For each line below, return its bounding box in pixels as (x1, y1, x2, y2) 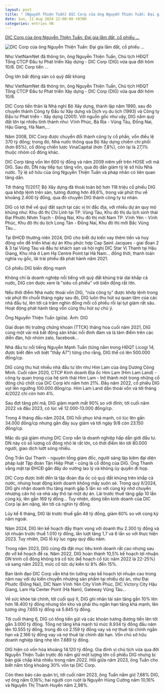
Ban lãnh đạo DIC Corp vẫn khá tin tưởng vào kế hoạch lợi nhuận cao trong (5, 571, 156, 577)
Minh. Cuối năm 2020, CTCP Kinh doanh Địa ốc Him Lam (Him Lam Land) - (5, 370, 157, 376)
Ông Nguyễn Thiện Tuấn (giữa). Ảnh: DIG (5, 315, 88, 321)
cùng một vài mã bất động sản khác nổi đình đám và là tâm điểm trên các (5, 330, 154, 336)
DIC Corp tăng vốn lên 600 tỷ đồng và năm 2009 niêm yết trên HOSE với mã (5, 159, 160, 165)
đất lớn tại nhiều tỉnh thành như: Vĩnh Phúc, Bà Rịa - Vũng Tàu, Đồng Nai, (5, 119, 153, 125)
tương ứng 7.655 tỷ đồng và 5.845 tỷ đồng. (5, 607, 92, 613)
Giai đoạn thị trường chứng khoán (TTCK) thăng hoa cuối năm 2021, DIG (5, 324, 151, 330)
